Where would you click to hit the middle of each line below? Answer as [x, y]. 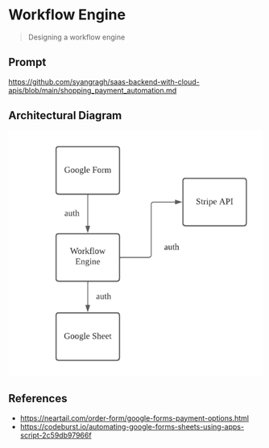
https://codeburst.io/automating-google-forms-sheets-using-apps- [132, 426]
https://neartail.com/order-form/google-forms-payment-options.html [134, 418]
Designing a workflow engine [77, 37]
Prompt [27, 62]
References [38, 399]
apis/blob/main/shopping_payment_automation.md [93, 90]
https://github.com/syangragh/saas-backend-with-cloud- [104, 81]
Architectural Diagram [65, 115]
